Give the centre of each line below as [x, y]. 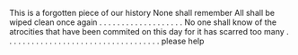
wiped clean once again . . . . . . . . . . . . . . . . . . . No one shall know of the [143, 22]
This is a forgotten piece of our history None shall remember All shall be [142, 13]
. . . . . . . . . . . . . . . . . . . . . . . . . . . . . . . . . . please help [107, 41]
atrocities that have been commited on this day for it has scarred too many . [149, 31]
